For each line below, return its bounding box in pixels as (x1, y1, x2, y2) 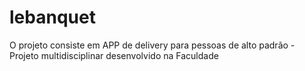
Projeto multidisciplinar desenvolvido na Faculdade (9, 49, 219, 61)
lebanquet (9, 6, 96, 29)
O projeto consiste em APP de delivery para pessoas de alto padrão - (9, 39, 296, 51)
